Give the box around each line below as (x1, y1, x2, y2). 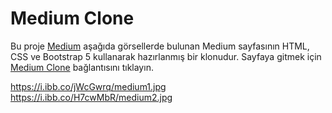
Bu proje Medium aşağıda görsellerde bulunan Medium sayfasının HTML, (10, 40, 310, 52)
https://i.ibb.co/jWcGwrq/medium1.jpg (10, 80, 167, 92)
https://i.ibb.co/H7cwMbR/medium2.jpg (10, 91, 173, 103)
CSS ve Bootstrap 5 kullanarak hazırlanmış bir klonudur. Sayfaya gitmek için (10, 50, 322, 62)
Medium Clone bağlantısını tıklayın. (10, 61, 154, 73)
